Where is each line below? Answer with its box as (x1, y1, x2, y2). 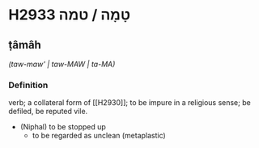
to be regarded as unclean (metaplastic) (32, 131, 166, 141)
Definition (8, 79, 49, 91)
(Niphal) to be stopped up (19, 122, 107, 132)
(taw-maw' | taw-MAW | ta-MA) (8, 59, 116, 69)
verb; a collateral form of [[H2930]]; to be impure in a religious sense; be (8, 98, 251, 108)
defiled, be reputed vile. (8, 107, 88, 116)
